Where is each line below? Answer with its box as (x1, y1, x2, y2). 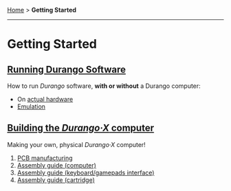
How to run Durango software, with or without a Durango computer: (7, 82, 201, 90)
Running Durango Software (7, 63, 126, 75)
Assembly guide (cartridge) (16, 175, 95, 184)
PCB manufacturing (16, 154, 74, 162)
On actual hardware (16, 95, 74, 103)
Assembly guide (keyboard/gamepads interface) (16, 168, 155, 177)
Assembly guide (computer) (16, 161, 96, 169)
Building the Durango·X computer (7, 122, 155, 134)
